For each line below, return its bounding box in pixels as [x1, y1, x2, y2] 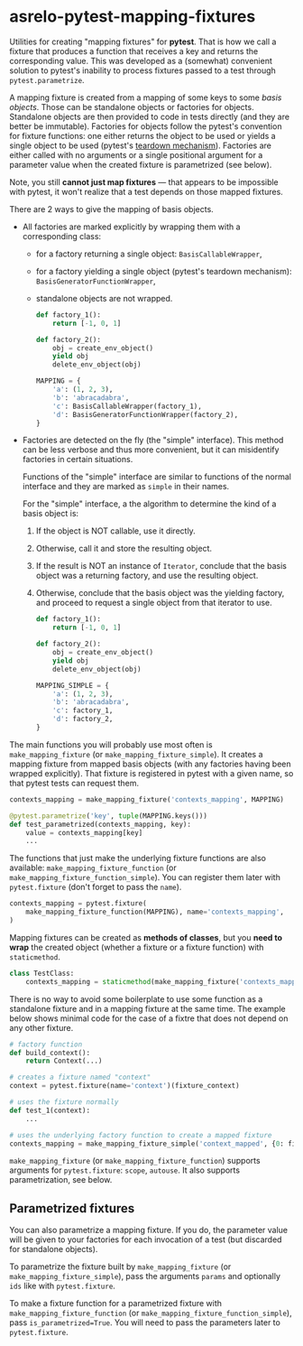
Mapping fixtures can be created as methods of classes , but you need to [9, 932, 282, 942]
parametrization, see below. [9, 1174, 113, 1185]
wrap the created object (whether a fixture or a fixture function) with [9, 942, 264, 952]
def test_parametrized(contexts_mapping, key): [9, 820, 192, 829]
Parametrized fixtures [9, 1201, 135, 1216]
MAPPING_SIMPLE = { [35, 681, 110, 690]
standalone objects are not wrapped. [35, 292, 173, 303]
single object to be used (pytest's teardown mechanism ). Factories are [9, 140, 272, 151]
